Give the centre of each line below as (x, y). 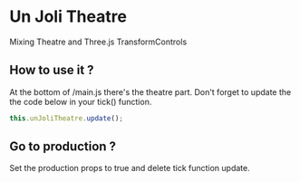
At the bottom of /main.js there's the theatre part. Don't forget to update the (150, 91)
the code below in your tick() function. (81, 101)
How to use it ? (52, 70)
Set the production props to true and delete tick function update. (130, 168)
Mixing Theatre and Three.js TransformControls (98, 42)
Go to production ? (63, 147)
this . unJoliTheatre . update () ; (67, 118)
